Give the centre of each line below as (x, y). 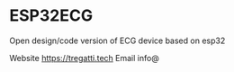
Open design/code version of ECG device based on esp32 (117, 40)
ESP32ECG (51, 16)
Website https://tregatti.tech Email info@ (84, 58)
